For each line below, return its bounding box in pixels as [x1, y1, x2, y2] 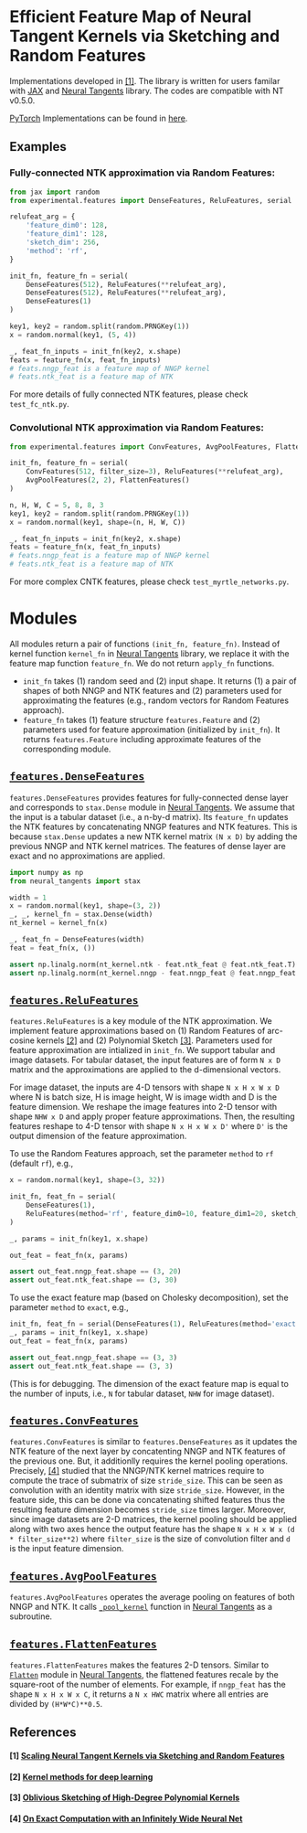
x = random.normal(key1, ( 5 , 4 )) [9, 330, 137, 339]
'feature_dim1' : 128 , [26, 229, 108, 239]
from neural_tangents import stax [9, 876, 142, 886]
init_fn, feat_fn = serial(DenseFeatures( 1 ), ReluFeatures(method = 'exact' [9, 1319, 301, 1329]
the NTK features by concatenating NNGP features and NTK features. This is [9, 821, 298, 832]
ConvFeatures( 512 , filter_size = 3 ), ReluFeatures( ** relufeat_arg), [26, 467, 284, 476]
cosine [9, 1035, 35, 1046]
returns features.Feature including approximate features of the [22, 733, 262, 744]
